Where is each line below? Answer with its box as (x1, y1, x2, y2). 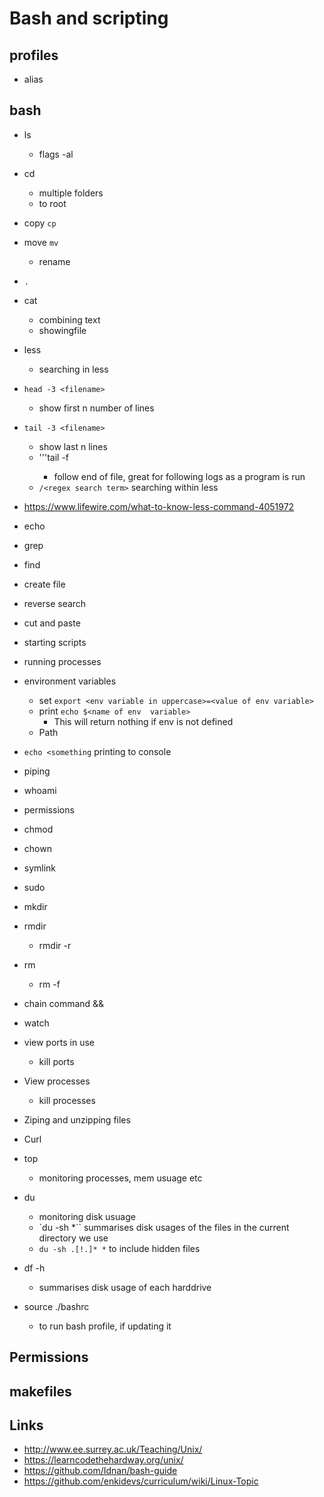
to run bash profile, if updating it (38, 1320, 172, 1332)
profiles (9, 47, 59, 64)
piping (23, 765, 51, 777)
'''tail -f (38, 451, 70, 463)
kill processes (38, 1094, 96, 1106)
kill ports (38, 1055, 75, 1067)
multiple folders (38, 187, 104, 199)
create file (23, 578, 66, 590)
